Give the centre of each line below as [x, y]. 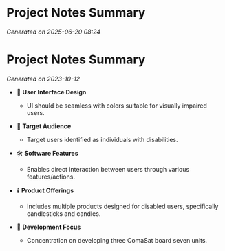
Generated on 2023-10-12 [43, 79]
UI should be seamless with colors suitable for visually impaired [117, 106]
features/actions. [51, 177]
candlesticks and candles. [64, 213]
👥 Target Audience [44, 126]
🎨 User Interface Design [51, 92]
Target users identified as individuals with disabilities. [102, 139]
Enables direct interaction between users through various [108, 169]
